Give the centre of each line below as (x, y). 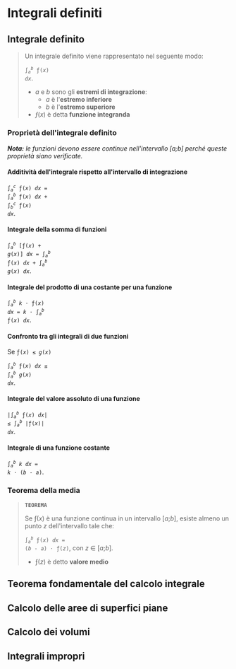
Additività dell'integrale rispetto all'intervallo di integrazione (98, 172)
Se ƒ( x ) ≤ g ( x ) (29, 352)
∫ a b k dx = (23, 464)
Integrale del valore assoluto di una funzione (74, 399)
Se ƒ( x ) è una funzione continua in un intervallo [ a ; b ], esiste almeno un (127, 518)
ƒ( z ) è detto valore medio (72, 562)
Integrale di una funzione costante (59, 448)
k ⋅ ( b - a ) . (26, 472)
